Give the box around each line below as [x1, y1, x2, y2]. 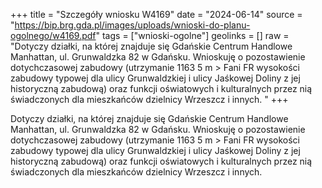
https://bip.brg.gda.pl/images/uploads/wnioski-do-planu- [14, 19, 251, 31]
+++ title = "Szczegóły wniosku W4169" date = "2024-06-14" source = [10, 9, 303, 20]
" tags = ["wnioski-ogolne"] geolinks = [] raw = [95, 30, 290, 41]
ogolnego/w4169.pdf [10, 30, 97, 41]
